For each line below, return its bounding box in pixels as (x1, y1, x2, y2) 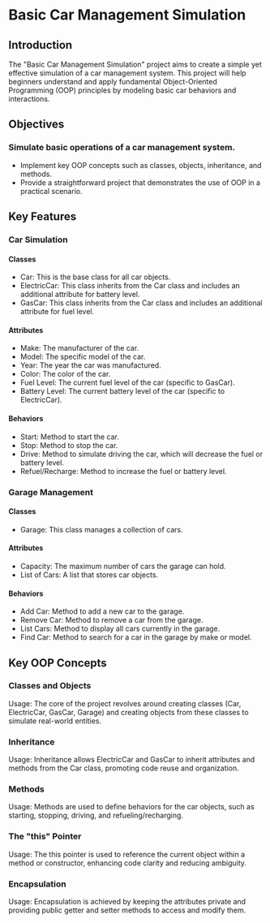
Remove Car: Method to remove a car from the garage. (19, 615, 204, 625)
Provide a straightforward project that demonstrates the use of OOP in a (19, 177, 261, 188)
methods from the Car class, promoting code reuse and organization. (8, 763, 239, 773)
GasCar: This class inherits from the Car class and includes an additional (19, 298, 263, 308)
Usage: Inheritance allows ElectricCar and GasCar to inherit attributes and (8, 755, 255, 765)
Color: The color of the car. (19, 369, 111, 379)
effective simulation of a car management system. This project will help (8, 68, 246, 78)
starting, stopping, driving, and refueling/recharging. (8, 810, 184, 821)
